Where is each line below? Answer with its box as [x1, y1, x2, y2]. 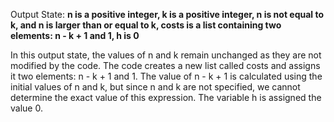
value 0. [10, 102, 43, 114]
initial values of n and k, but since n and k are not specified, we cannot [10, 81, 301, 93]
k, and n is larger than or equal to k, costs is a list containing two [10, 19, 282, 31]
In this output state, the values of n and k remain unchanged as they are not [10, 49, 322, 61]
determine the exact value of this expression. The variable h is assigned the [10, 92, 322, 103]
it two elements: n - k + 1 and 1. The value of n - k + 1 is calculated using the [10, 70, 323, 82]
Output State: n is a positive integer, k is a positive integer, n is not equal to [10, 9, 325, 20]
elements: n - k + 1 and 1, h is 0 [10, 30, 140, 41]
